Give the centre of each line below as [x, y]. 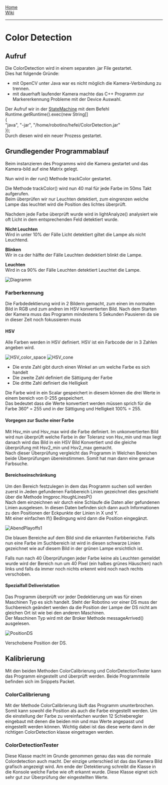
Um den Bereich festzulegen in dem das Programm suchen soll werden [78, 486]
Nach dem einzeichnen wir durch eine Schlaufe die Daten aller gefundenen [82, 502]
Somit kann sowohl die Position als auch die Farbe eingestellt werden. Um [81, 711]
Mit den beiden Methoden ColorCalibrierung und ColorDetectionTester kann [83, 670]
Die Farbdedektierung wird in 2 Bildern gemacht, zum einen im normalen [80, 304]
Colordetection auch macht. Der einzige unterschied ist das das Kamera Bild [84, 761]
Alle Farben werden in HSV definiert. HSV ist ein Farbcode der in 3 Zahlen [81, 342]
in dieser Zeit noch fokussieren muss [43, 320]
